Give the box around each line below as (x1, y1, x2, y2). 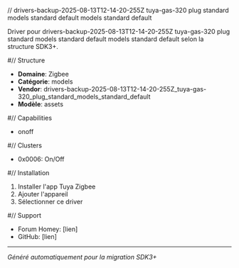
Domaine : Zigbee (17, 70, 69, 78)
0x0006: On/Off (17, 155, 65, 163)
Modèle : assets (17, 100, 64, 108)
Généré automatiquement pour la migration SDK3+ (7, 253, 157, 261)
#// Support (7, 211, 41, 219)
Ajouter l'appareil (17, 190, 68, 198)
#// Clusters (7, 141, 43, 150)
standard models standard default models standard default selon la (7, 35, 204, 43)
